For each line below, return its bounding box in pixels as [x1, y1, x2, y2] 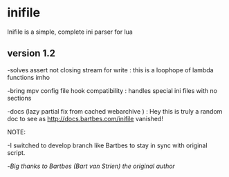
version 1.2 [7, 48, 55, 59]
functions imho [7, 73, 51, 81]
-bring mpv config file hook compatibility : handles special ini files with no [7, 86, 218, 94]
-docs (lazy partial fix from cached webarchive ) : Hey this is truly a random [7, 107, 223, 115]
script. [7, 148, 26, 156]
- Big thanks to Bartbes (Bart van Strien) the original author [7, 162, 175, 170]
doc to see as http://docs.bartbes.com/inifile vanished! [7, 114, 164, 123]
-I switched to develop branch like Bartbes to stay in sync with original [7, 141, 208, 149]
